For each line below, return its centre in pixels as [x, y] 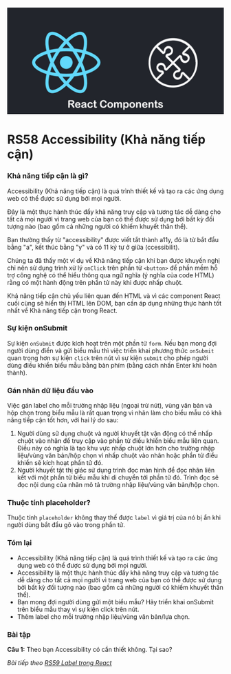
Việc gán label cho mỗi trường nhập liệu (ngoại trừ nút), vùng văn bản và [110, 406]
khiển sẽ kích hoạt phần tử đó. [60, 463]
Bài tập [19, 634]
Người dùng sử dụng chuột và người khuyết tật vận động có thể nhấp [115, 434]
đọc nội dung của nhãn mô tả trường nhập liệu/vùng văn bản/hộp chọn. [118, 485]
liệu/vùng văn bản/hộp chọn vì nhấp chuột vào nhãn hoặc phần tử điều [118, 455]
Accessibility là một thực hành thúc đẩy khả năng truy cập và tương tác [118, 573]
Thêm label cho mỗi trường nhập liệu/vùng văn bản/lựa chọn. [103, 616]
